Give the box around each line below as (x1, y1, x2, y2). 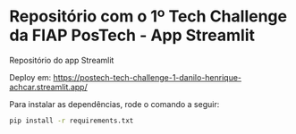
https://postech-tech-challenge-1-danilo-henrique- (53, 71, 242, 82)
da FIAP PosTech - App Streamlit (9, 25, 255, 46)
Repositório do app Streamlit (9, 54, 114, 65)
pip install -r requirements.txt (9, 116, 134, 125)
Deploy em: (9, 71, 52, 82)
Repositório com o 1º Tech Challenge (9, 6, 288, 27)
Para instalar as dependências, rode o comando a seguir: (9, 98, 220, 109)
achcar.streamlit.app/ (9, 81, 88, 92)
